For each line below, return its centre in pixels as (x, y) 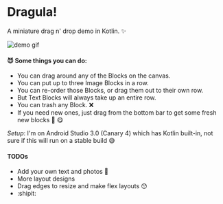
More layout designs (46, 179)
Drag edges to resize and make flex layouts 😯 (82, 186)
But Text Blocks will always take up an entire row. (86, 98)
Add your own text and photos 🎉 (62, 172)
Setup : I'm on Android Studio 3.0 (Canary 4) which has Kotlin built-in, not (110, 133)
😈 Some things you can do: (47, 60)
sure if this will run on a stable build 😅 (61, 141)
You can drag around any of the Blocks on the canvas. (94, 76)
